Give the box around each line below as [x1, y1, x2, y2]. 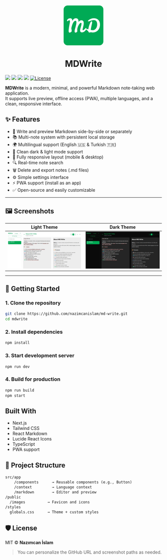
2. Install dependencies [5, 328, 63, 335]
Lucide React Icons [12, 436, 52, 442]
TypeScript [12, 441, 35, 447]
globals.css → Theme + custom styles [9, 510, 99, 515]
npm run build [5, 388, 35, 393]
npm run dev [5, 364, 30, 369]
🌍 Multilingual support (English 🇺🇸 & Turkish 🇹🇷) [12, 141, 117, 147]
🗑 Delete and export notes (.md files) [12, 167, 89, 173]
